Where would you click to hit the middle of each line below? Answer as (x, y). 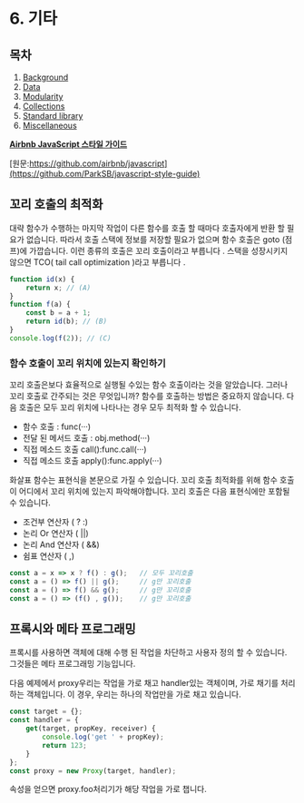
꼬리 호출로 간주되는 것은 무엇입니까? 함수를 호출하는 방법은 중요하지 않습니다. (147, 397)
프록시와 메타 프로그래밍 (73, 629)
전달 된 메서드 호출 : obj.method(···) (86, 438)
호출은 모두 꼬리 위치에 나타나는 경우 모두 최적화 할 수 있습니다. (130, 407)
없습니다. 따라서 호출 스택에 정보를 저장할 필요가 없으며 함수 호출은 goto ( (156, 239)
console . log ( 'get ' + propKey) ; (103, 737)
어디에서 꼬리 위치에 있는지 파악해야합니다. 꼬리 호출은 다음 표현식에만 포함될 (154, 492)
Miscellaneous (49, 125)
